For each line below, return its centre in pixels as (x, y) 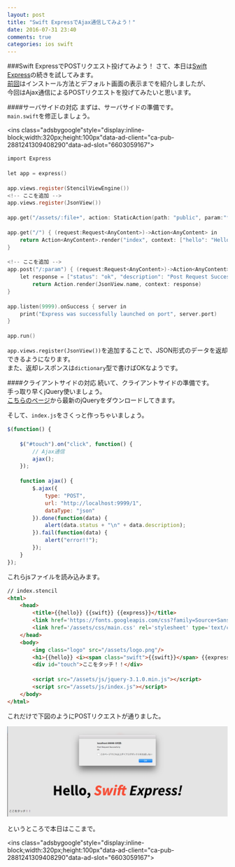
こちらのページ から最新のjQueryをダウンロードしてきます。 (93, 400)
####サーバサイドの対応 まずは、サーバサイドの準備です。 (92, 107)
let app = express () (37, 173)
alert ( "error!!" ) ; (71, 540)
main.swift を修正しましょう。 (50, 116)
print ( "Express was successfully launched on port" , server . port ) (119, 314)
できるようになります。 (41, 359)
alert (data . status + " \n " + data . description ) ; (115, 526)
